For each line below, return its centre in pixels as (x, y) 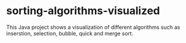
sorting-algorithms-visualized (83, 11)
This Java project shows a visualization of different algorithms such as (93, 27)
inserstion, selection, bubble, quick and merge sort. (70, 33)
